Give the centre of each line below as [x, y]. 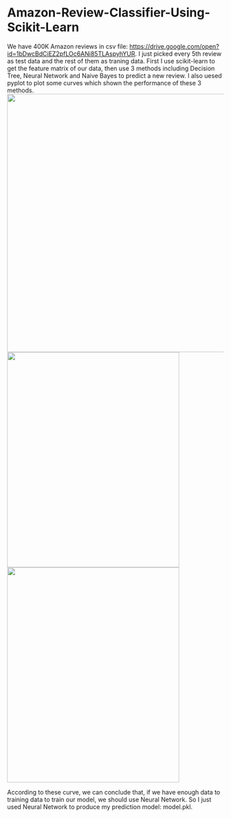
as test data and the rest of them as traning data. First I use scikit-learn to [111, 61]
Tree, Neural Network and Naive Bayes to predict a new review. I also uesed [114, 75]
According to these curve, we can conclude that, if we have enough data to [114, 792]
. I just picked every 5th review [178, 54]
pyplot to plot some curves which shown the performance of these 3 [104, 83]
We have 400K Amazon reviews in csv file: [68, 46]
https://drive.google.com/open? [175, 46]
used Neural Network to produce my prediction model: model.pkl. [100, 806]
